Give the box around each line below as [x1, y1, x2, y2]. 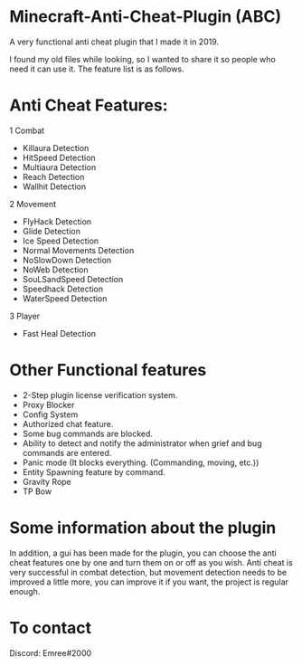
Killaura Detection [22, 142, 90, 153]
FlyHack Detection [22, 215, 92, 227]
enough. [9, 585, 41, 596]
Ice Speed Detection [22, 235, 99, 246]
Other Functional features [9, 360, 207, 381]
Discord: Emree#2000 [9, 647, 92, 658]
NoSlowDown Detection [22, 254, 112, 265]
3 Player [9, 310, 41, 321]
